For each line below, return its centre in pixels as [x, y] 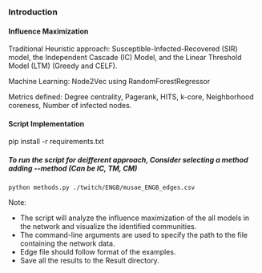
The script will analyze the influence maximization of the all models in [135, 218]
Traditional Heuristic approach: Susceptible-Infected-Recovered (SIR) [123, 49]
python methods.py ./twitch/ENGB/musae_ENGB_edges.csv [102, 188]
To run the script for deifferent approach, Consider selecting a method [128, 159]
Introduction [33, 12]
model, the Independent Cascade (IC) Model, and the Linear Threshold [125, 58]
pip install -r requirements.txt [56, 142]
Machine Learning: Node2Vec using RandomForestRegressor [109, 82]
